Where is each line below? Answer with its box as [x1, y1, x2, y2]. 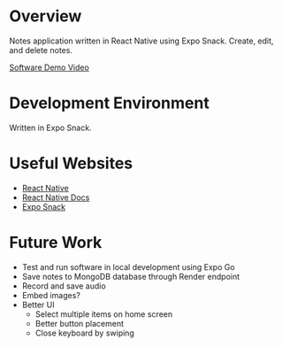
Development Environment [9, 93, 210, 113]
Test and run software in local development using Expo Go [21, 261, 236, 272]
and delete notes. [9, 44, 73, 55]
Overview [9, 6, 82, 27]
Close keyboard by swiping [34, 328, 134, 338]
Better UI [21, 299, 55, 310]
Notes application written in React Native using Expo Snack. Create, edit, [9, 35, 274, 46]
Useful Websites [9, 153, 133, 173]
